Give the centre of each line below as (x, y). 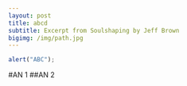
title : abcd (28, 23)
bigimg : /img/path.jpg (46, 38)
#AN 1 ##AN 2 (32, 75)
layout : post (30, 16)
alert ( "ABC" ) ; (32, 60)
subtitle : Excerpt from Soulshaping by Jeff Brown (94, 30)
